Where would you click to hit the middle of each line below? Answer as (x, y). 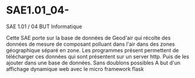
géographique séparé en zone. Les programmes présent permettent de (92, 50)
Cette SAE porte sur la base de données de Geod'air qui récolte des (88, 38)
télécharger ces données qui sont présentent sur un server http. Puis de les (98, 56)
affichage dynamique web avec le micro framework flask (75, 69)
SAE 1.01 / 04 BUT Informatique (44, 26)
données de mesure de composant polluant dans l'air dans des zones (90, 44)
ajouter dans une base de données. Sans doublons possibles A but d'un (93, 63)
